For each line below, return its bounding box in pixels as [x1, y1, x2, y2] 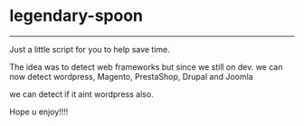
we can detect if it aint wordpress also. [9, 88, 154, 100]
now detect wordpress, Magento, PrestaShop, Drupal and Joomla [9, 71, 253, 82]
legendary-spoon [9, 5, 143, 26]
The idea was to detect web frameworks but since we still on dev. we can [9, 61, 283, 73]
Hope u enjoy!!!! [9, 106, 69, 117]
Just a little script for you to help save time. [9, 44, 170, 54]
